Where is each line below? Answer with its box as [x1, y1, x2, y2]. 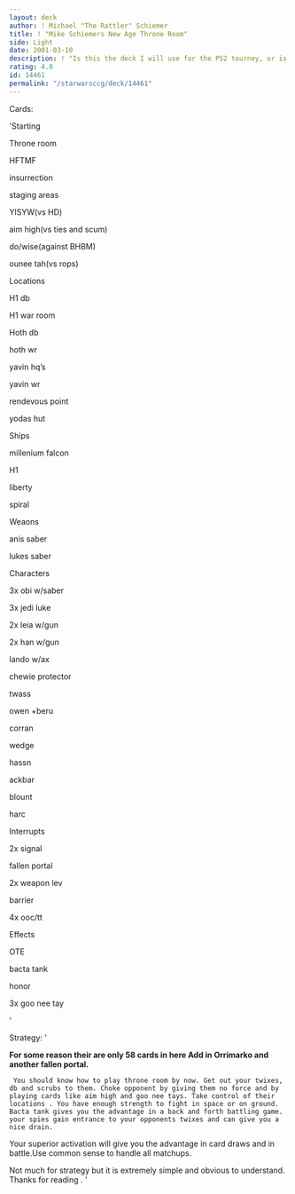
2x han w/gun [9, 637, 60, 647]
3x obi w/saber [9, 585, 65, 596]
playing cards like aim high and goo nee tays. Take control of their [9, 1091, 276, 1101]
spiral [9, 499, 29, 510]
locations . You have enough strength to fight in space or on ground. [9, 1099, 279, 1108]
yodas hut [9, 413, 46, 423]
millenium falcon [9, 447, 69, 458]
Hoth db [9, 327, 39, 337]
